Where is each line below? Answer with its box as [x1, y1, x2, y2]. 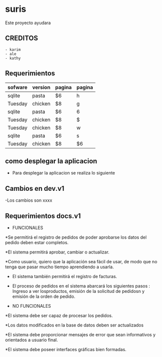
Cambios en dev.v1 [5, 184, 65, 193]
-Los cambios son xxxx [5, 197, 53, 203]
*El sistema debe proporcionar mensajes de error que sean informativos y [5, 332, 156, 337]
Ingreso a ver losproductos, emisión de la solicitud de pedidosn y [12, 288, 145, 294]
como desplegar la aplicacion [5, 157, 97, 165]
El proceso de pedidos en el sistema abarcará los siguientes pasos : [12, 283, 150, 289]
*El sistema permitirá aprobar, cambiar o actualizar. [5, 249, 110, 255]
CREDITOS [5, 34, 38, 42]
